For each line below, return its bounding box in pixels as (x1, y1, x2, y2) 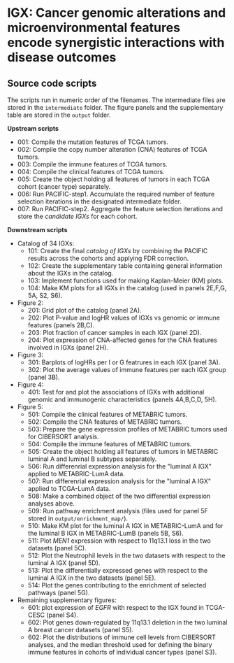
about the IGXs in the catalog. (27, 269, 114, 277)
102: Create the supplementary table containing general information (27, 262, 223, 270)
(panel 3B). (27, 373, 60, 381)
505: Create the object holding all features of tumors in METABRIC (27, 448, 219, 455)
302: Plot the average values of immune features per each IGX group (27, 366, 227, 373)
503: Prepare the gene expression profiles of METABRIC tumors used (27, 425, 228, 433)
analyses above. (27, 499, 75, 508)
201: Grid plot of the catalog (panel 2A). (27, 306, 142, 314)
